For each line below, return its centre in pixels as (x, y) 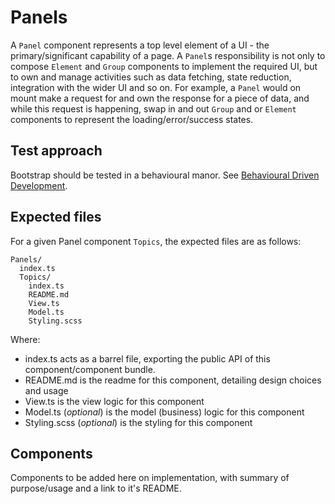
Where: (25, 339)
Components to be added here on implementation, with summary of (150, 478)
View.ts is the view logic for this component (114, 401)
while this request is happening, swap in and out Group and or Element (153, 108)
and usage (46, 390)
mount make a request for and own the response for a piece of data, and (160, 98)
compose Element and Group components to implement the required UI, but (164, 66)
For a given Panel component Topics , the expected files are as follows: (156, 241)
